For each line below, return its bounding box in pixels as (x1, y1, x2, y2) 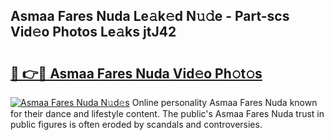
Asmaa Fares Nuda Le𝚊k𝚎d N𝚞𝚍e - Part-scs (10, 8, 290, 25)
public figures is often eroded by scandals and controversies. (10, 119, 263, 130)
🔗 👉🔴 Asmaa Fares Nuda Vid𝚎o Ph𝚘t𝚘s (10, 65, 263, 82)
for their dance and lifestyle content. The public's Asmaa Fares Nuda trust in (10, 108, 325, 119)
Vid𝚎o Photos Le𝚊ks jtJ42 (10, 24, 177, 41)
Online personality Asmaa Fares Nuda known (131, 97, 318, 108)
